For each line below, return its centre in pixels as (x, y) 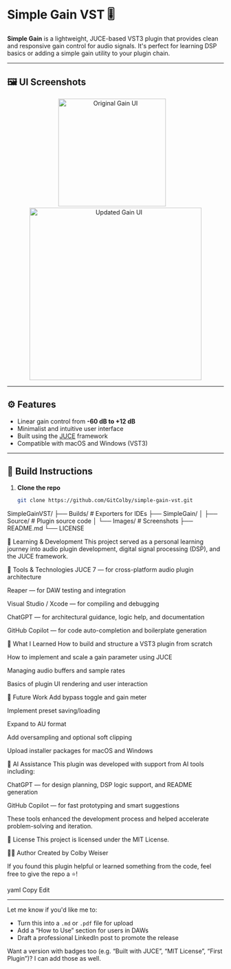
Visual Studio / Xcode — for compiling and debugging (83, 604)
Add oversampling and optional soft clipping (70, 737)
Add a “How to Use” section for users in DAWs (83, 930)
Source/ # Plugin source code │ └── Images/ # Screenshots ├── (100, 521)
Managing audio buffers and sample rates (66, 670)
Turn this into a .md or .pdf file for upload (75, 923)
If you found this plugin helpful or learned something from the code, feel (109, 866)
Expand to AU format (37, 724)
